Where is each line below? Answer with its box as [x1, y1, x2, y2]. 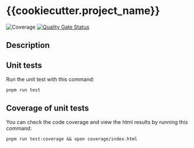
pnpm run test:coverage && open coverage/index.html [6, 136, 138, 142]
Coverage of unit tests [6, 103, 89, 113]
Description [6, 40, 50, 50]
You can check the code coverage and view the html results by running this [6, 118, 188, 125]
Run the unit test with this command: [6, 76, 95, 83]
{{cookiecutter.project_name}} [6, 4, 160, 18]
